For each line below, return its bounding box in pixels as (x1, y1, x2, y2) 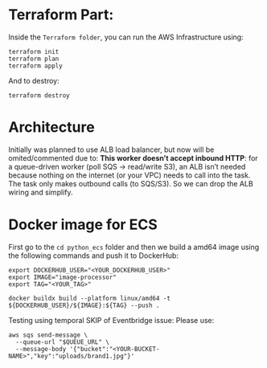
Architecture (8, 118, 95, 137)
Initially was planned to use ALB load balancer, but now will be (8, 145, 215, 154)
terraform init (8, 47, 60, 55)
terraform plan (8, 55, 60, 63)
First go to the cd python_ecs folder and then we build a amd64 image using (8, 242, 260, 251)
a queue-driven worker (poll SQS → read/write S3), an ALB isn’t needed (8, 162, 246, 171)
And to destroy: (8, 76, 60, 85)
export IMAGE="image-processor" (8, 273, 117, 281)
